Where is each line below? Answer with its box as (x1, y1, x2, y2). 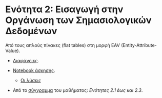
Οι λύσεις (20, 77, 42, 83)
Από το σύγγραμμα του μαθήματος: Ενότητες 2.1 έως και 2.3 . (12, 87, 143, 93)
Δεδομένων (5, 26, 57, 37)
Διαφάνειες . (12, 57, 39, 63)
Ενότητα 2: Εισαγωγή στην (5, 4, 124, 15)
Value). (5, 47, 21, 54)
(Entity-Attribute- (121, 42, 157, 48)
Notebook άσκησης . (12, 67, 55, 73)
